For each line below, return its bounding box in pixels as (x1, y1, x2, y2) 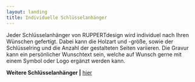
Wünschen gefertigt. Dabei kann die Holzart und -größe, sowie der (6, 38, 174, 45)
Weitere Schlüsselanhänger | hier (6, 69, 92, 76)
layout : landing (6, 9, 47, 15)
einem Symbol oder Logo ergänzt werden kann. (6, 57, 126, 64)
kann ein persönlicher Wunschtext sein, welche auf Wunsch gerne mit (6, 50, 182, 58)
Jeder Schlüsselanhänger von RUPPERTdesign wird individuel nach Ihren (6, 31, 190, 38)
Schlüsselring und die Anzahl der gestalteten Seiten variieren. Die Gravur (6, 44, 189, 52)
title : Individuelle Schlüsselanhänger (6, 15, 108, 21)
